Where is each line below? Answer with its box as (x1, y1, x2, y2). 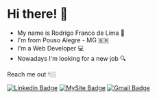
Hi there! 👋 (7, 6, 69, 22)
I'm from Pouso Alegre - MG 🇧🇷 (16, 36, 110, 44)
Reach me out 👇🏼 (7, 70, 57, 78)
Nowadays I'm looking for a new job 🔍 (16, 54, 126, 62)
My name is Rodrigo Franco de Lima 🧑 (16, 29, 125, 37)
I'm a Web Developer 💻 (16, 44, 84, 52)
